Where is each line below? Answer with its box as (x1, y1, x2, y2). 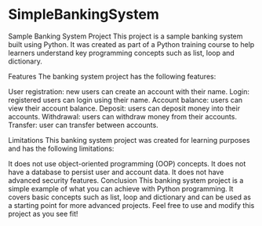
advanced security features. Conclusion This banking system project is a (8, 175, 244, 185)
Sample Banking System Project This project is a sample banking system (8, 31, 243, 41)
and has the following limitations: (8, 144, 115, 153)
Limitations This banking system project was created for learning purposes (8, 135, 250, 144)
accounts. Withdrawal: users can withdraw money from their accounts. (8, 111, 238, 121)
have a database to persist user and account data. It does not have (8, 167, 224, 177)
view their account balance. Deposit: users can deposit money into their (8, 104, 241, 113)
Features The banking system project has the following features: (8, 71, 217, 81)
